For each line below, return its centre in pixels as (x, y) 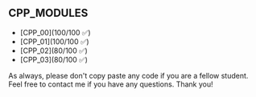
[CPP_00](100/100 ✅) (55, 32)
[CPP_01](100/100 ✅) (55, 41)
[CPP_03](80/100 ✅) (54, 59)
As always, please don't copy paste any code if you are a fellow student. (128, 75)
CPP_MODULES (48, 13)
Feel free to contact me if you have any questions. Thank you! (111, 84)
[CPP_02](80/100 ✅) (54, 51)
